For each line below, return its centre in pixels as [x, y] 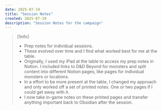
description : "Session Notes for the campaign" [54, 23]
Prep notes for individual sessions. [58, 46]
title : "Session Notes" [29, 14]
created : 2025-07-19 [26, 18]
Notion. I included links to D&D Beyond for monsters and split [85, 67]
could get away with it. [47, 92]
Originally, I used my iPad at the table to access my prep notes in [89, 61]
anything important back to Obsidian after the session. [78, 102]
